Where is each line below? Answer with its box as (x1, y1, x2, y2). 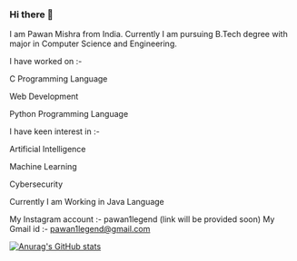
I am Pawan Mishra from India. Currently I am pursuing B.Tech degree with (9, 29, 288, 40)
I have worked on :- (9, 56, 83, 67)
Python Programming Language (9, 109, 129, 120)
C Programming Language (9, 73, 108, 84)
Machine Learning (9, 161, 77, 172)
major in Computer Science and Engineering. (9, 38, 177, 49)
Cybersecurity (9, 179, 64, 189)
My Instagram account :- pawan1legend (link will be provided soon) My (9, 214, 275, 225)
